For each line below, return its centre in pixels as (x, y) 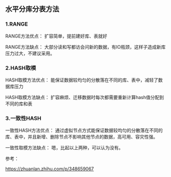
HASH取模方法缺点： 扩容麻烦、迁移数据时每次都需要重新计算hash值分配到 (85, 97)
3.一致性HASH (23, 118)
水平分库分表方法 (32, 9)
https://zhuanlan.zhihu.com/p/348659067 (50, 169)
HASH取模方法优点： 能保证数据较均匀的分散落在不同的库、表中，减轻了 (82, 80)
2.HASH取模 (21, 68)
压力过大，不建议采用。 (30, 53)
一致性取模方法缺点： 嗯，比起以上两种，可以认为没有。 (64, 148)
